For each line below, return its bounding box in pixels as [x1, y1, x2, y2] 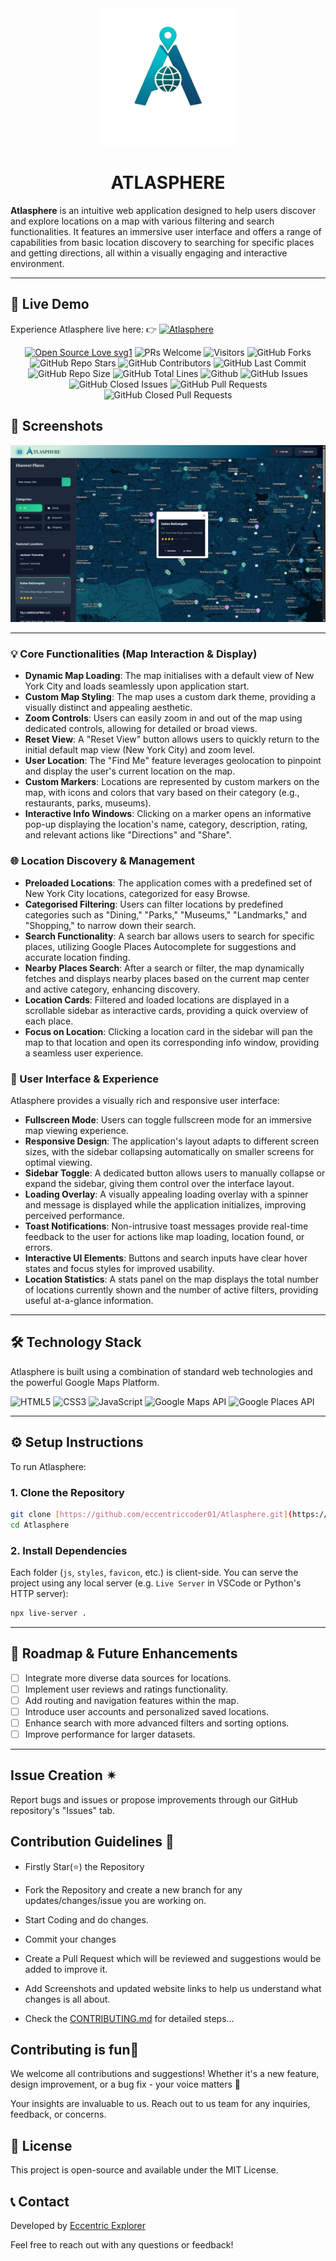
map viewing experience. [24, 1124, 129, 1136]
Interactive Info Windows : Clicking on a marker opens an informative [24, 808, 312, 820]
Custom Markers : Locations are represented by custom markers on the [24, 776, 320, 788]
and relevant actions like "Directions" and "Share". [24, 829, 232, 841]
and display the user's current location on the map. [24, 765, 236, 777]
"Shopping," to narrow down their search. [24, 919, 197, 931]
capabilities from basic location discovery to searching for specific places [10, 236, 315, 248]
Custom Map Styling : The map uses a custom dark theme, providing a [24, 691, 317, 703]
